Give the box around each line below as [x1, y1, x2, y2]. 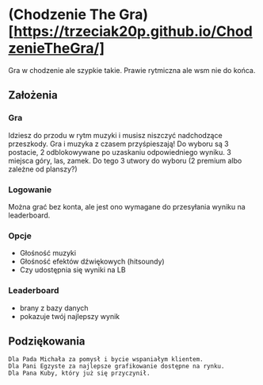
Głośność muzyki [19, 248, 77, 258]
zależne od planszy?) [8, 164, 78, 174]
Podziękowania [8, 334, 86, 348]
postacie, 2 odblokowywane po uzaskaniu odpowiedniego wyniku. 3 [8, 147, 231, 156]
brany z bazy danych [19, 303, 89, 313]
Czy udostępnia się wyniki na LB [19, 265, 126, 275]
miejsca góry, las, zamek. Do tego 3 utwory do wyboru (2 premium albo [8, 156, 242, 165]
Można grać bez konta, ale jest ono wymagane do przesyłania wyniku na [8, 202, 246, 211]
